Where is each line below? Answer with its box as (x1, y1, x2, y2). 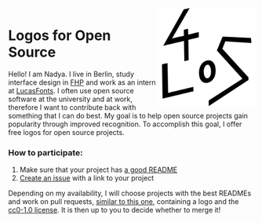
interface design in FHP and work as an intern (8, 78, 156, 87)
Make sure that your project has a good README (19, 165, 178, 175)
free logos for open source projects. (8, 127, 125, 136)
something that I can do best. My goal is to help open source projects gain (8, 111, 249, 120)
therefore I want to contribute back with (8, 102, 136, 112)
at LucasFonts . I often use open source (8, 86, 135, 95)
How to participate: (8, 147, 83, 158)
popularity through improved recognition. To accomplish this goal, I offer (8, 119, 242, 129)
